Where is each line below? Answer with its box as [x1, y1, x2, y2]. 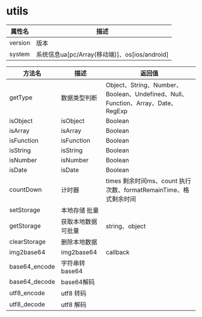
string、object [105, 222, 146, 230]
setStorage [9, 205, 41, 214]
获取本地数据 [61, 217, 97, 226]
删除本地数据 [61, 237, 97, 246]
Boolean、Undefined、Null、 [105, 89, 188, 98]
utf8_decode [9, 300, 45, 309]
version [9, 38, 31, 46]
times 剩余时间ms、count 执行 [105, 176, 191, 185]
